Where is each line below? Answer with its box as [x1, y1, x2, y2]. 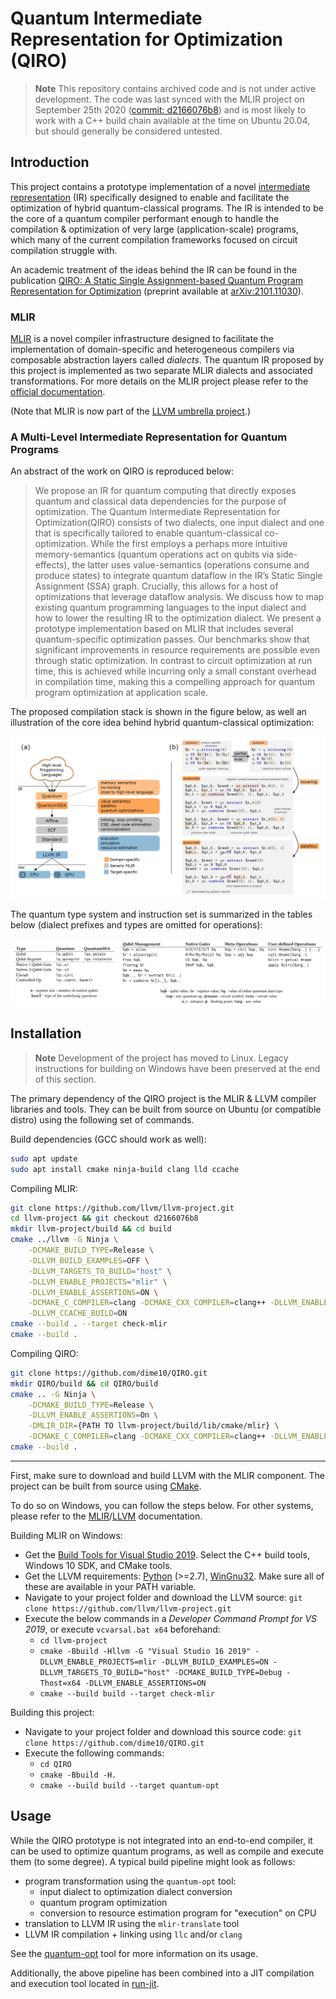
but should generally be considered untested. [34, 125, 223, 137]
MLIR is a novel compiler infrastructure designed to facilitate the [10, 333, 275, 345]
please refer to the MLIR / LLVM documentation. [10, 1510, 203, 1522]
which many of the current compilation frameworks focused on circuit [10, 233, 298, 246]
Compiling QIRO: [10, 1347, 79, 1359]
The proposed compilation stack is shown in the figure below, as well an [10, 706, 307, 718]
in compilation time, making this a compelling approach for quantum [34, 676, 316, 688]
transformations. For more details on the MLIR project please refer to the [10, 375, 309, 387]
